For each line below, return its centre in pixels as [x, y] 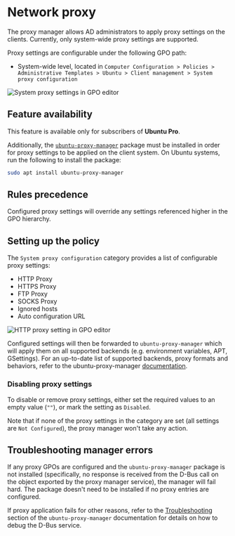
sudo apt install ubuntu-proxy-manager [66, 173]
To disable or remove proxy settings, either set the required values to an [111, 399]
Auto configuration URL [51, 316]
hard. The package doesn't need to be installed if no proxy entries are [108, 490]
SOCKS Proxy [37, 301]
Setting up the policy [54, 241]
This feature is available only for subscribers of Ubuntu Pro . [94, 131]
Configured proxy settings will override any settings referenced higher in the [117, 211]
